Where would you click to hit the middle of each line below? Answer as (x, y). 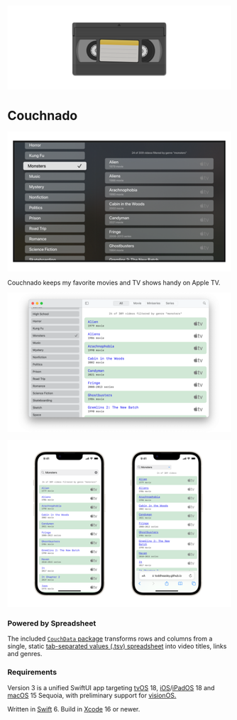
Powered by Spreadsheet (52, 623)
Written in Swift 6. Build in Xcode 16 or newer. (74, 709)
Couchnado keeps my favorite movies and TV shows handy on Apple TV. (114, 282)
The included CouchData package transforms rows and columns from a (110, 639)
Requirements (32, 672)
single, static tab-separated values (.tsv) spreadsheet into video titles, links (117, 646)
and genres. (25, 654)
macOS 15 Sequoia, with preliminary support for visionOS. (92, 695)
